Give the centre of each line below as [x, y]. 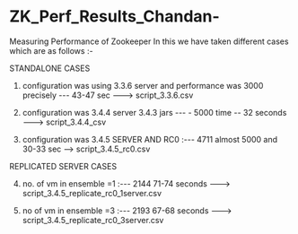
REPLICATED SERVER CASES [63, 166]
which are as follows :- [51, 50]
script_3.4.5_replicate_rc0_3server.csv [93, 220]
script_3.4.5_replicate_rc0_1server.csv [92, 193]
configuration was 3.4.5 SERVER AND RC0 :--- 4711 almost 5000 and [150, 139]
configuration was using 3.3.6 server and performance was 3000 [143, 85]
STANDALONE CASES [50, 68]
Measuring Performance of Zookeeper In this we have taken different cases [149, 41]
